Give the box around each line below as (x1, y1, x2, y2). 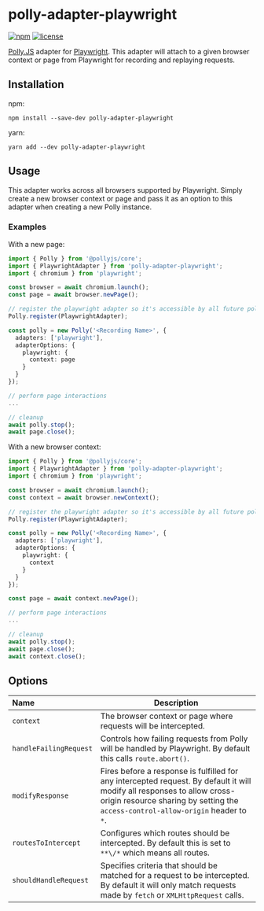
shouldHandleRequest (12, 876, 89, 885)
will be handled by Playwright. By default (100, 743, 251, 754)
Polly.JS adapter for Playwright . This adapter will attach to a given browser (8, 46, 250, 56)
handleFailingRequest (12, 744, 93, 753)
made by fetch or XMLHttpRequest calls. (100, 890, 244, 901)
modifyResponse (12, 791, 69, 800)
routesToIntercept (12, 839, 81, 847)
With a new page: (8, 239, 65, 249)
